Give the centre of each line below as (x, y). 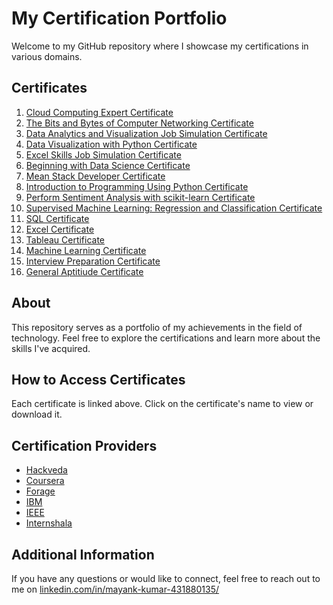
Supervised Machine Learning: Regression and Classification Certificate (174, 208)
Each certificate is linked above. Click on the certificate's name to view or (162, 404)
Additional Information (83, 554)
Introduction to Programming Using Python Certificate (137, 186)
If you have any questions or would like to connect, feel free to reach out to (166, 578)
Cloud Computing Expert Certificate (99, 112)
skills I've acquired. (51, 348)
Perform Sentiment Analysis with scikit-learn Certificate (140, 197)
